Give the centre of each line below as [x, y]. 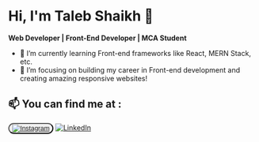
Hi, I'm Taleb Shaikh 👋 [81, 16]
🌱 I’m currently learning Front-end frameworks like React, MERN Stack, [135, 53]
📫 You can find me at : [65, 105]
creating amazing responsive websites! [84, 78]
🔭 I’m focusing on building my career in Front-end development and [130, 69]
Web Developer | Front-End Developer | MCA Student [98, 38]
